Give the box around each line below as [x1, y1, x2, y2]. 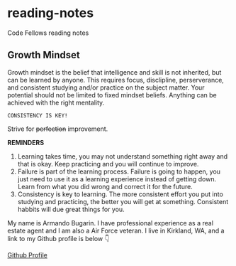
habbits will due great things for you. [17, 205, 125, 213]
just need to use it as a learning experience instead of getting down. [17, 174, 217, 183]
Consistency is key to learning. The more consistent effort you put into [17, 190, 223, 198]
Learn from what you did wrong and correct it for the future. [17, 182, 193, 191]
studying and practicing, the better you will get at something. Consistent [17, 197, 229, 206]
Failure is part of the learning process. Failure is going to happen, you [17, 167, 221, 176]
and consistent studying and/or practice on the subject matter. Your [7, 83, 205, 92]
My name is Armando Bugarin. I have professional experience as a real [7, 218, 214, 227]
